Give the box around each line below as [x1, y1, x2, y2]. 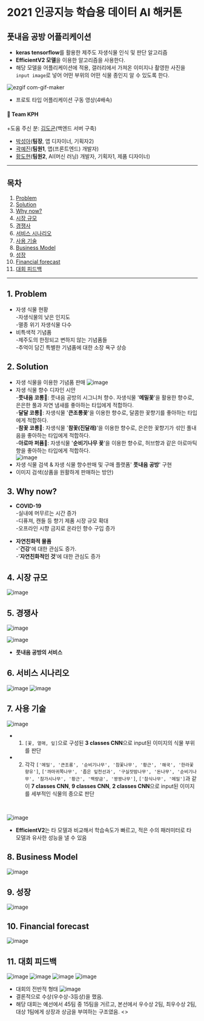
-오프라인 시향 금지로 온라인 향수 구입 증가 [15, 525, 116, 532]
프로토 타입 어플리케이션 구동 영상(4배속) [15, 96, 113, 103]
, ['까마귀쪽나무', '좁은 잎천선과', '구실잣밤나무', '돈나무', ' [38, 767, 180, 775]
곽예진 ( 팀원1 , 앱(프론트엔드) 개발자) [15, 145, 99, 152]
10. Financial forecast [7, 921, 90, 931]
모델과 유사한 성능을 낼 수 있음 [15, 834, 87, 841]
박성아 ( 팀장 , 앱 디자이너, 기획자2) [15, 138, 94, 145]
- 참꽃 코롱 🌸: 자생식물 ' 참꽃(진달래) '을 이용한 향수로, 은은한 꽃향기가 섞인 [15, 424, 185, 431]
